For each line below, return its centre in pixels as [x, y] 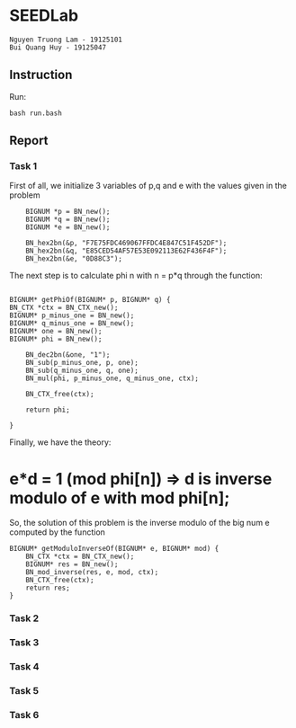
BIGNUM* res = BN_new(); [72, 564]
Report [29, 141]
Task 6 [24, 715]
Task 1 [23, 166]
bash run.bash [36, 113]
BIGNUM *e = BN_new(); [68, 227]
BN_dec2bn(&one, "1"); [68, 355]
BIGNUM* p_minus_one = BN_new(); [72, 315]
